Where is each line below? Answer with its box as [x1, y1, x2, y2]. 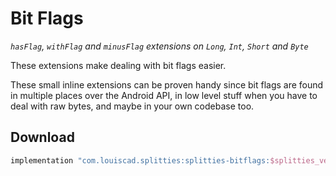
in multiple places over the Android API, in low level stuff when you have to [10, 89, 318, 101]
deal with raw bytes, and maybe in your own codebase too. [10, 100, 255, 112]
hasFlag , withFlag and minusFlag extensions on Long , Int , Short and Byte [10, 40, 309, 52]
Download [10, 129, 75, 146]
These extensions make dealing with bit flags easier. [10, 59, 227, 71]
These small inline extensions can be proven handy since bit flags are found [10, 78, 324, 91]
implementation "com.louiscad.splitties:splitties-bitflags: [10, 155, 271, 166]
